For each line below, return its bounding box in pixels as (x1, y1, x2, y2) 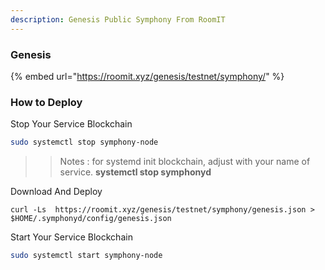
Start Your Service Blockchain (10, 231, 133, 243)
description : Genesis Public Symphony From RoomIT (10, 14, 226, 25)
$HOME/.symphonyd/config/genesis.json (10, 214, 172, 224)
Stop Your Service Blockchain (10, 118, 133, 130)
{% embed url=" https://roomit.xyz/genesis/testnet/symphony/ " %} (10, 70, 285, 82)
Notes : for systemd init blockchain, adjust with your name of (59, 156, 311, 168)
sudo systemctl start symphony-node (10, 251, 163, 261)
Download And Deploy (10, 186, 103, 198)
